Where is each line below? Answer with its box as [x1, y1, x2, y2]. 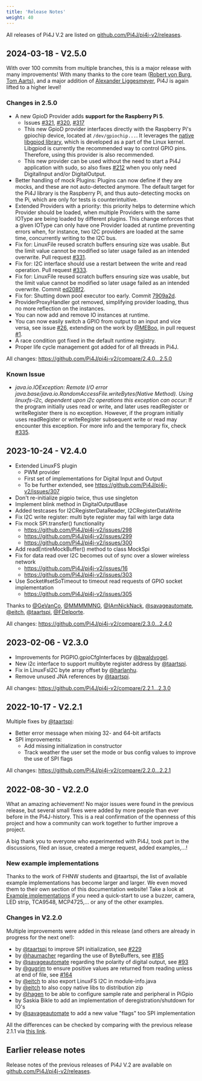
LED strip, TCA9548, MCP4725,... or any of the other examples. [6, 898, 164, 905]
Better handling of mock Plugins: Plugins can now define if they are [14, 176, 183, 184]
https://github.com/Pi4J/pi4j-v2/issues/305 [24, 590, 133, 597]
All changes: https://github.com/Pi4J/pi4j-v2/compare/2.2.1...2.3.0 [6, 684, 171, 691]
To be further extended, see [24, 481, 94, 489]
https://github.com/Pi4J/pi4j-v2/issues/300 [24, 539, 133, 546]
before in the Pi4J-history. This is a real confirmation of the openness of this [6, 813, 196, 820]
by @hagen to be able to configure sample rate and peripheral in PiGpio [14, 990, 194, 997]
